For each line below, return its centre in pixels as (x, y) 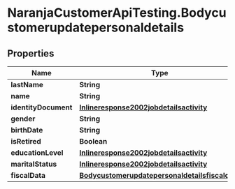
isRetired (26, 141)
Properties (31, 53)
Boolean (93, 141)
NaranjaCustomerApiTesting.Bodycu (117, 13)
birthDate (27, 130)
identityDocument (42, 107)
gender (23, 119)
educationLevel (37, 153)
